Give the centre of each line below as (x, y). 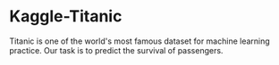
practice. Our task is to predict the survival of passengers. (116, 50)
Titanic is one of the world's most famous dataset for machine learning (139, 41)
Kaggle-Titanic (66, 16)
